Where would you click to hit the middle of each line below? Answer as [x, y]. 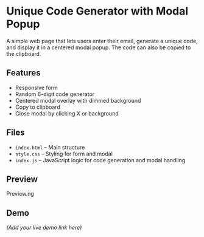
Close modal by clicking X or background [67, 113]
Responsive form [36, 88]
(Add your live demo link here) [44, 228]
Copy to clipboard [38, 107]
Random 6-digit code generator [55, 94]
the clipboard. [24, 53]
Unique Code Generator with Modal [97, 11]
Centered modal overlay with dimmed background [78, 100]
